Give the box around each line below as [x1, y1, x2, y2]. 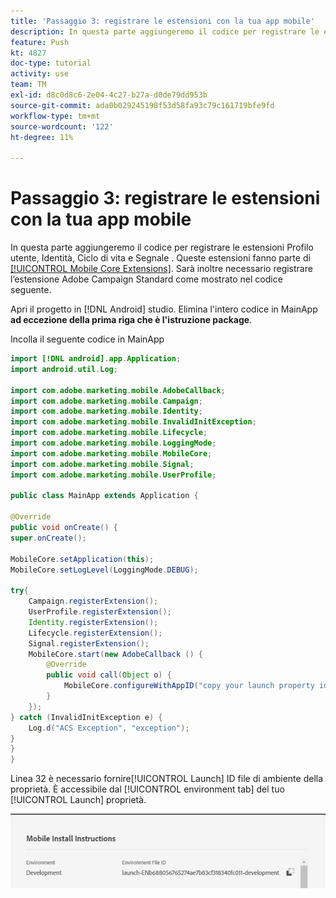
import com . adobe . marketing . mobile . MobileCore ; [10, 448, 213, 459]
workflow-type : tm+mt [10, 111, 101, 121]
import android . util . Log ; [10, 364, 118, 374]
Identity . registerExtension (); [28, 617, 159, 627]
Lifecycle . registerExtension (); [28, 628, 163, 638]
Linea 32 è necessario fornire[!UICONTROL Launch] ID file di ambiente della [10, 773, 324, 785]
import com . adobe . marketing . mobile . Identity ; [10, 406, 203, 417]
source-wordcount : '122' [10, 121, 114, 132]
